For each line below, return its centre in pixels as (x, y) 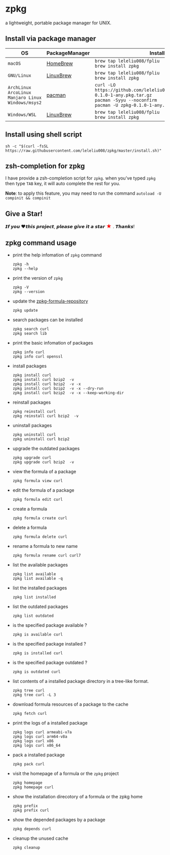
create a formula (30, 509)
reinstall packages (32, 402)
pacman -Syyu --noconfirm (126, 100)
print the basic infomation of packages (53, 343)
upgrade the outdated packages (46, 448)
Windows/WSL (22, 115)
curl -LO (105, 85)
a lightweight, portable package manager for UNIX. (58, 23)
